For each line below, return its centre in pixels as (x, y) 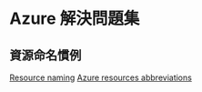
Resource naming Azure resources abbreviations (101, 77)
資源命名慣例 (45, 55)
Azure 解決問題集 (75, 19)
